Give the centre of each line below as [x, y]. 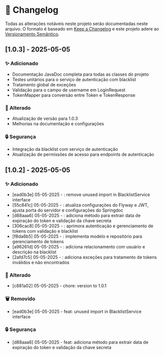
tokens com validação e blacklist [45, 231]
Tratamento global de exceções [44, 84]
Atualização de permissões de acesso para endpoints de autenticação [83, 155]
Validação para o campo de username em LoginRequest [69, 90]
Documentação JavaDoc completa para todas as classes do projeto [81, 74]
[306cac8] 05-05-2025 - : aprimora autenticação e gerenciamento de [82, 226]
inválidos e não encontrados [41, 262]
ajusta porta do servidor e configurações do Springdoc [68, 210]
